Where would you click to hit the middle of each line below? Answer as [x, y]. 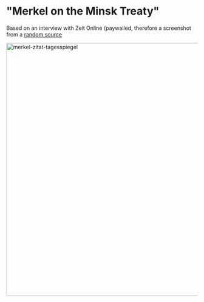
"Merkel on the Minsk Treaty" [83, 11]
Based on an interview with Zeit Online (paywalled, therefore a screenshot [99, 28]
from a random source [34, 34]
